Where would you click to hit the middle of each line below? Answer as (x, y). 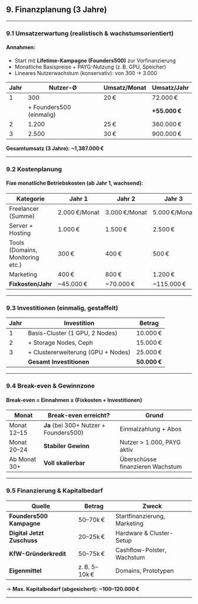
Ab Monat (23, 459)
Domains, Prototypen (144, 570)
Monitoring (24, 257)
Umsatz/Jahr (171, 87)
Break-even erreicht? (79, 416)
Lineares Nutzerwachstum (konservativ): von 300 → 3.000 (86, 73)
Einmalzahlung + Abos (151, 429)
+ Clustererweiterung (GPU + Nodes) (79, 352)
